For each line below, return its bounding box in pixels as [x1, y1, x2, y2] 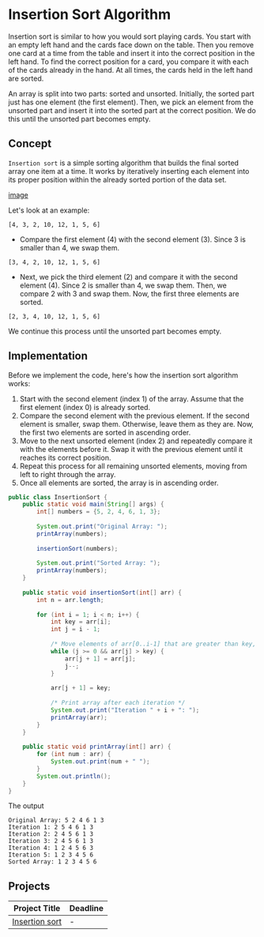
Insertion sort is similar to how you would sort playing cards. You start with [8, 32, 251, 41]
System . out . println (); [36, 772, 111, 780]
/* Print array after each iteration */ [50, 699, 186, 707]
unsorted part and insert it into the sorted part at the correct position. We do [8, 105, 257, 115]
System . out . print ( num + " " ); [50, 758, 150, 766]
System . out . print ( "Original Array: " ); [36, 523, 168, 531]
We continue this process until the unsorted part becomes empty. [8, 326, 222, 336]
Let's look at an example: [8, 205, 90, 215]
